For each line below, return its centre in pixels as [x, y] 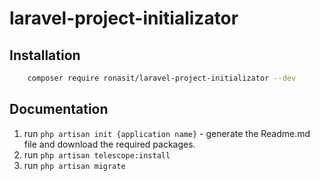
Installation [45, 55]
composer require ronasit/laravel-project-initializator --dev [162, 78]
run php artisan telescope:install [97, 154]
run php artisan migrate [74, 165]
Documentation [59, 109]
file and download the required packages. [109, 144]
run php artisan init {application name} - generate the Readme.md [167, 133]
